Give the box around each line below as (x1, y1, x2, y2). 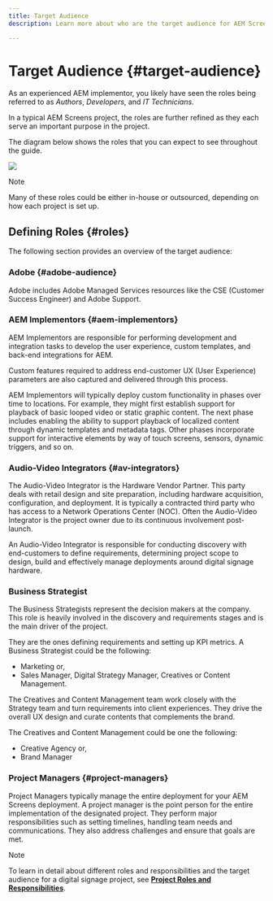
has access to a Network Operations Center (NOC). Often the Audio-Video (8, 507, 258, 516)
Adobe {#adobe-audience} (8, 267, 118, 278)
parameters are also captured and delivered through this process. (8, 374, 228, 384)
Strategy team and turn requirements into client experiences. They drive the (8, 703, 262, 713)
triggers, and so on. (8, 442, 75, 451)
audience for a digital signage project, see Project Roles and (8, 874, 211, 884)
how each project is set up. (8, 201, 99, 211)
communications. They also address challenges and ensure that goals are (8, 825, 256, 835)
